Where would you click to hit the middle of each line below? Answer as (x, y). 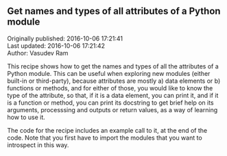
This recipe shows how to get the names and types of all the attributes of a (113, 66)
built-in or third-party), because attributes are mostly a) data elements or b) (114, 81)
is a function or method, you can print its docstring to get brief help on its (110, 103)
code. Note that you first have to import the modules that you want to (105, 138)
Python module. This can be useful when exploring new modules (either (109, 73)
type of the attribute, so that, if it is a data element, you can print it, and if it (113, 95)
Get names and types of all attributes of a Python (114, 11)
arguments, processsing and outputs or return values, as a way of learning (112, 109)
